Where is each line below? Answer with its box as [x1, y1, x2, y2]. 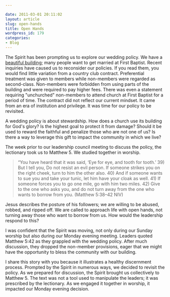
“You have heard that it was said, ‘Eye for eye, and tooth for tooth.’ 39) [17, 159, 165, 165]
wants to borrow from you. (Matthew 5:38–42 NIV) [17, 191, 123, 197]
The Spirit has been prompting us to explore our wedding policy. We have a [5, 54, 163, 60]
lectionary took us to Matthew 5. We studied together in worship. [5, 149, 141, 155]
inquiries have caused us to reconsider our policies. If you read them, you [5, 64, 159, 71]
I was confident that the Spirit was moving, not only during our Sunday [5, 227, 153, 234]
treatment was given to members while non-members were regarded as [5, 76, 156, 82]
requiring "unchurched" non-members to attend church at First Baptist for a [5, 92, 163, 98]
